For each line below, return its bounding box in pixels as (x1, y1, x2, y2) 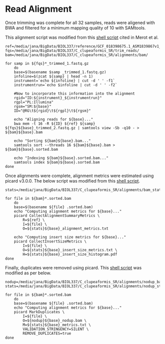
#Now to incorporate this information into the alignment (14, 91, 135, 96)
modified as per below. (5, 270, 52, 276)
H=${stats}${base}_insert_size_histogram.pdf (23, 252, 118, 257)
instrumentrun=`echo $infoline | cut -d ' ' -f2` (14, 82, 118, 87)
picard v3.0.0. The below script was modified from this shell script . (5, 178, 140, 184)
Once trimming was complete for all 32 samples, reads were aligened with (5, 20, 155, 26)
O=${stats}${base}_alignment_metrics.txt (23, 226, 109, 231)
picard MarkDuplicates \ (14, 309, 65, 315)
